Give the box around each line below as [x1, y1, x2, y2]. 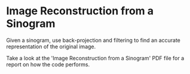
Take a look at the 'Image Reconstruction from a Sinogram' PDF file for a [6, 54, 185, 61]
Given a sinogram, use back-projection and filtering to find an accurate [6, 36, 181, 44]
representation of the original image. [6, 43, 96, 50]
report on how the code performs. [6, 61, 90, 68]
